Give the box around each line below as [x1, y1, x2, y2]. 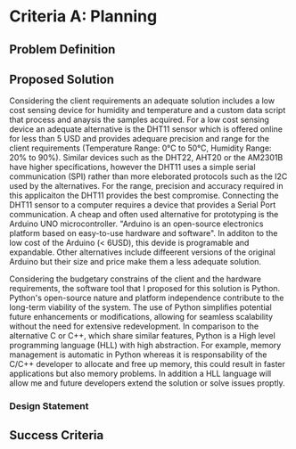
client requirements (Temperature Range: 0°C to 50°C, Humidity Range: [9, 143, 272, 153]
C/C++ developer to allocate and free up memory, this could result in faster [9, 359, 285, 370]
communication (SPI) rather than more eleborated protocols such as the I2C [9, 171, 288, 182]
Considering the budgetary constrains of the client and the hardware [9, 273, 261, 284]
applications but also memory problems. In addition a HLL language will [9, 368, 272, 380]
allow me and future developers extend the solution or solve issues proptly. [9, 378, 285, 388]
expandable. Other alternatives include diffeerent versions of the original [9, 247, 276, 257]
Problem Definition [9, 42, 116, 57]
